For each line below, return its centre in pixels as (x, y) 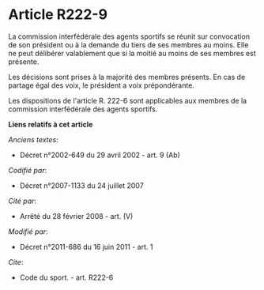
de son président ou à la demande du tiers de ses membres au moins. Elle (128, 44)
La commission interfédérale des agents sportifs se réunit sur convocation (129, 36)
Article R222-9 (58, 15)
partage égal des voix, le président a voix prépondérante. (102, 85)
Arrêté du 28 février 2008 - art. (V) (76, 216)
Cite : (16, 262)
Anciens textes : (34, 139)
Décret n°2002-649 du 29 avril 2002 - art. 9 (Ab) (100, 155)
